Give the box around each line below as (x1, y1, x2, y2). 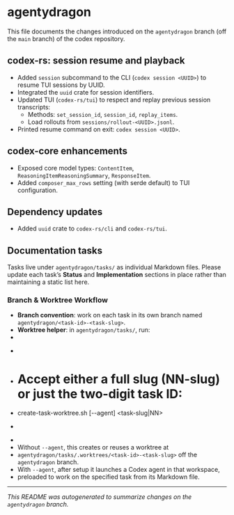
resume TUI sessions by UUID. (17, 81, 106, 89)
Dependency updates (7, 206, 103, 218)
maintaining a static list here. (7, 278, 90, 286)
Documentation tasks (7, 244, 103, 256)
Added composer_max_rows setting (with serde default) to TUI (17, 178, 190, 187)
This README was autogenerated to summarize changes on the (7, 493, 192, 501)
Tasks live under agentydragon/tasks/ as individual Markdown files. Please (7, 263, 221, 271)
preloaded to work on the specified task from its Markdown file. (17, 473, 200, 481)
